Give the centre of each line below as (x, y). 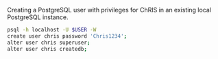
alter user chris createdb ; (47, 49)
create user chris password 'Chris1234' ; (67, 36)
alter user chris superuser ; (49, 43)
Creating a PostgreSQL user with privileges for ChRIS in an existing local (109, 10)
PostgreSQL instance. (38, 17)
